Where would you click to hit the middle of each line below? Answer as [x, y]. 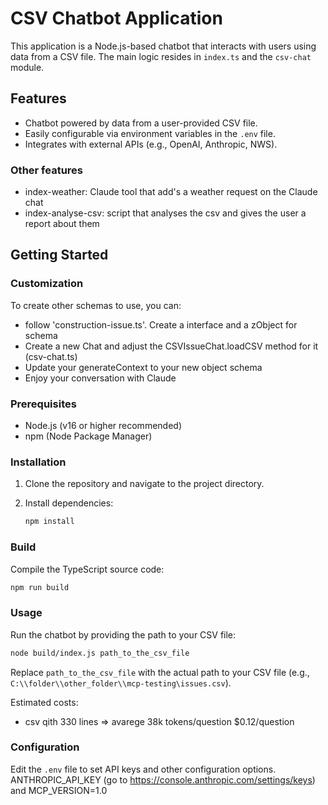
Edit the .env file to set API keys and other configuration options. [143, 769]
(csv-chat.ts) [51, 356]
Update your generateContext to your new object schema [143, 367]
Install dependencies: [69, 503]
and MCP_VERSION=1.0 [59, 790]
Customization [47, 284]
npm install [49, 522]
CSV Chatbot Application [116, 18]
